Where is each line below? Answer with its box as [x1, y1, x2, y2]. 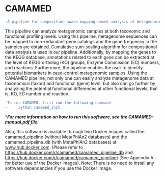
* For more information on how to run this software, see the [5, 114, 128, 119]
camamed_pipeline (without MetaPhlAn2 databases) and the [5, 134, 128, 140]
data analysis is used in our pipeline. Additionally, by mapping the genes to [5, 49, 156, 55]
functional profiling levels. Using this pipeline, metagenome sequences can [5, 33, 157, 39]
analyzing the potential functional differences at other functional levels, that [5, 86, 158, 91]
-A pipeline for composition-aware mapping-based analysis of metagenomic [5, 19, 162, 24]
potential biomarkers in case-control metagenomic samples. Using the [5, 70, 147, 76]
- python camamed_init [5, 105, 60, 110]
